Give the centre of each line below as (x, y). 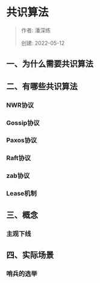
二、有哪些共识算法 (42, 86)
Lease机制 (22, 194)
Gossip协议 (23, 122)
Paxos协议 (22, 141)
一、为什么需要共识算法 (50, 64)
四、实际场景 (30, 255)
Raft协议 (19, 158)
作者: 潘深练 (36, 30)
